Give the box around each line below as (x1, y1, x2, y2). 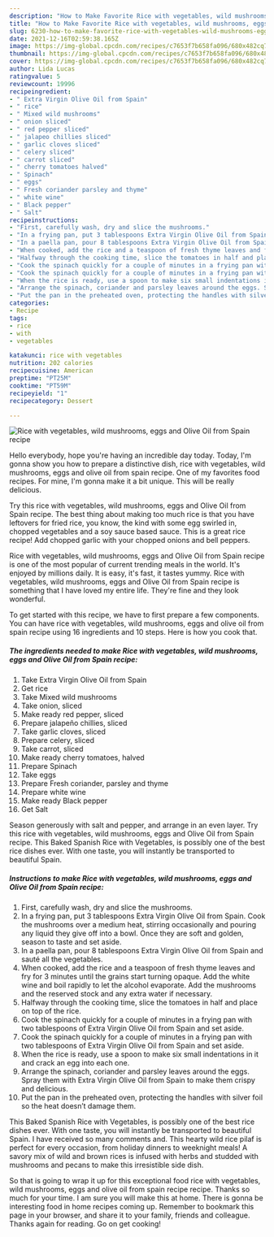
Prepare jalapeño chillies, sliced (20, 718, 128, 728)
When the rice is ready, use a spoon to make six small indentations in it (20, 1049, 259, 1059)
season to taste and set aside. (20, 937, 122, 947)
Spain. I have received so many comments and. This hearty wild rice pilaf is (9, 1135, 263, 1144)
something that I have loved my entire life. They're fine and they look (9, 586, 239, 596)
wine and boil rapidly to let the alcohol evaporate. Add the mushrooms (20, 980, 257, 990)
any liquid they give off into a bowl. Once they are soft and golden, (20, 928, 244, 939)
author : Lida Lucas (9, 65, 76, 73)
